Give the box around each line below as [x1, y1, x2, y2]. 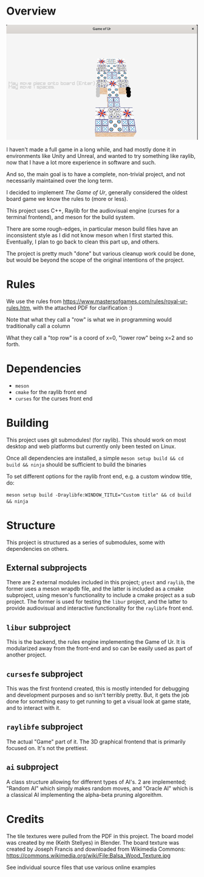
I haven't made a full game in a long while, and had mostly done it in [6, 146, 176, 153]
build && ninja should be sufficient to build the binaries [6, 460, 147, 468]
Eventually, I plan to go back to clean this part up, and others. [6, 238, 160, 245]
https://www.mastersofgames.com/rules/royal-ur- [63, 298, 188, 305]
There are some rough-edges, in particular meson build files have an [6, 225, 178, 232]
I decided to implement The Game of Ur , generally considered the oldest [6, 188, 188, 196]
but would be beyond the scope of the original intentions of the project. [6, 256, 185, 264]
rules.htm [6, 304, 30, 311]
